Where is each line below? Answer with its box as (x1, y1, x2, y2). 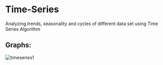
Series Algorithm (5, 26, 41, 32)
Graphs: (5, 41, 32, 50)
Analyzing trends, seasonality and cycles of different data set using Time (5, 20, 158, 27)
